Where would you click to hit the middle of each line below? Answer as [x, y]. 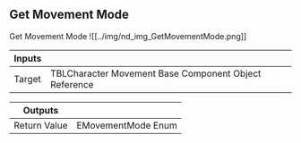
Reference [72, 84]
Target [28, 79]
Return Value [41, 125]
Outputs [41, 110]
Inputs [28, 58]
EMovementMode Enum [126, 125]
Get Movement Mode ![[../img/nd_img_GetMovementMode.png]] [128, 36]
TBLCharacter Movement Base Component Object [156, 73]
